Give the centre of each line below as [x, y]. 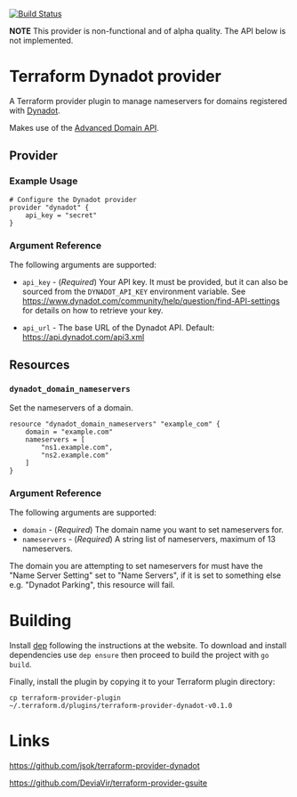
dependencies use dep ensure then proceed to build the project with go [139, 655]
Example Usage [44, 181]
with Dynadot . [35, 110]
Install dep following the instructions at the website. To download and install [148, 645]
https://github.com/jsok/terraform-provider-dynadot [104, 765]
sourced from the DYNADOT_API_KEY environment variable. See [134, 291]
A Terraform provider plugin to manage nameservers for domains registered [148, 101]
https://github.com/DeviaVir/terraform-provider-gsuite [108, 783]
